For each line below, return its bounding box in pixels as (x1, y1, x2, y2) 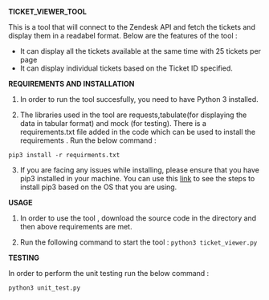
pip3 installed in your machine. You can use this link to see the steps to (19, 174, 255, 183)
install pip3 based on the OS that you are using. (19, 182, 177, 192)
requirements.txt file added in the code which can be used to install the (19, 128, 256, 136)
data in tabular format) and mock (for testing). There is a (19, 119, 206, 128)
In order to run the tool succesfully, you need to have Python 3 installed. (19, 95, 259, 103)
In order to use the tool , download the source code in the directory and (19, 213, 257, 223)
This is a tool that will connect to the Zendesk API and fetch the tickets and (8, 22, 255, 31)
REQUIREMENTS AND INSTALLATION (8, 79, 135, 88)
